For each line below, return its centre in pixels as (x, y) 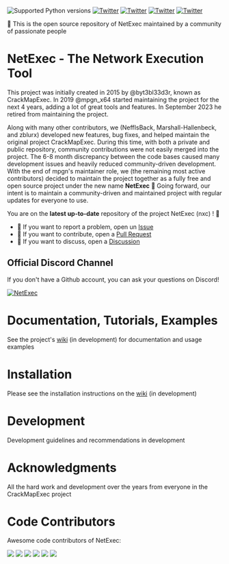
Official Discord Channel (60, 263)
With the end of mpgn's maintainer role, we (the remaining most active (106, 171)
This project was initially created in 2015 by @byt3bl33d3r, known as (104, 92)
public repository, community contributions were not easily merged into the (113, 149)
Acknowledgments (62, 468)
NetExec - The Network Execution (105, 59)
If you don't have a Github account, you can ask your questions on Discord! (113, 279)
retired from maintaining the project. (58, 114)
